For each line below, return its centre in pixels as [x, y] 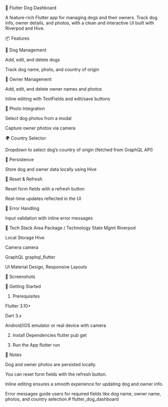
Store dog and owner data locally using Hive [51, 169]
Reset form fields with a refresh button [45, 189]
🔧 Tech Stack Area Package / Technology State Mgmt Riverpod [70, 228]
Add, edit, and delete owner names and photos [54, 89]
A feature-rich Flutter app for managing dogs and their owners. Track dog [81, 17]
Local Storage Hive [25, 238]
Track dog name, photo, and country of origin [52, 70]
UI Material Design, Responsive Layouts [46, 267]
